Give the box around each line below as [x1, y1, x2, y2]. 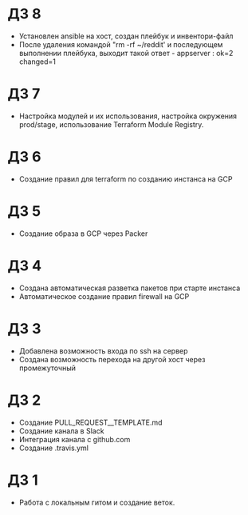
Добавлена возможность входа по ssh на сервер [18, 345, 188, 356]
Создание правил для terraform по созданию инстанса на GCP [18, 174, 233, 184]
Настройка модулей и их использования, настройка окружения [18, 111, 237, 121]
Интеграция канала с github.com [18, 434, 131, 444]
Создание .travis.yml [18, 443, 89, 453]
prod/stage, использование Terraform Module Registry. [18, 119, 204, 129]
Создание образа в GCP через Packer [18, 229, 148, 238]
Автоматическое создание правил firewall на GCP [18, 291, 190, 301]
